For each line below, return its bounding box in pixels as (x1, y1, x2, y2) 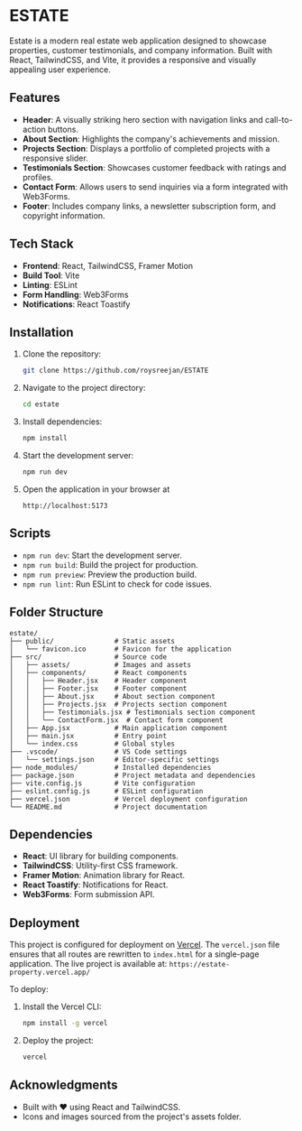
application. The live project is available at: (9, 959, 168, 969)
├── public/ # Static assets (9, 636, 176, 645)
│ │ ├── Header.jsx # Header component (9, 676, 188, 685)
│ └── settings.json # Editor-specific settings (9, 755, 220, 764)
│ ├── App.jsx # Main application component (9, 723, 228, 732)
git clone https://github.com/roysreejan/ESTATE (22, 366, 209, 375)
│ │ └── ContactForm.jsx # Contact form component (9, 715, 224, 725)
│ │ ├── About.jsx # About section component (9, 691, 216, 700)
